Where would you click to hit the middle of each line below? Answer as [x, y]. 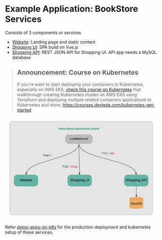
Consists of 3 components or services [43, 32]
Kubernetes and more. [39, 105]
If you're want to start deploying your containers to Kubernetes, [80, 84]
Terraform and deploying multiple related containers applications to [84, 100]
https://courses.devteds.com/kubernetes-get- [109, 105]
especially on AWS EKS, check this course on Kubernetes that [79, 89]
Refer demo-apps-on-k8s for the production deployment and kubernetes [78, 227]
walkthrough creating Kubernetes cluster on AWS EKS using [77, 94]
